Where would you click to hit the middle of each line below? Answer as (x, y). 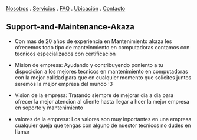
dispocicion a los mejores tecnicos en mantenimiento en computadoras (101, 71)
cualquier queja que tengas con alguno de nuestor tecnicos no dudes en (103, 125)
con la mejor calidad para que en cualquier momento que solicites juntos (103, 77)
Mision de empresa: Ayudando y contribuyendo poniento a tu (89, 65)
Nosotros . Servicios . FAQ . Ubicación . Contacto (66, 9)
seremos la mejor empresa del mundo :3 (64, 84)
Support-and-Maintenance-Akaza (70, 27)
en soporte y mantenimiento (49, 108)
